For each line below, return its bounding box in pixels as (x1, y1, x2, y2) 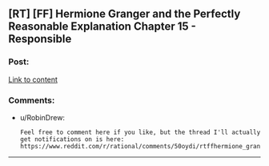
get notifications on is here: (19, 135, 125, 144)
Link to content (8, 75, 58, 84)
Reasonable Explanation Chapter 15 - (8, 20, 196, 34)
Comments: (8, 95, 55, 106)
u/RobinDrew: (19, 112, 66, 122)
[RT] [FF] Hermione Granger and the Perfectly (8, 7, 241, 21)
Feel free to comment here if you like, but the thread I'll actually (19, 128, 261, 136)
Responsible (8, 32, 72, 46)
